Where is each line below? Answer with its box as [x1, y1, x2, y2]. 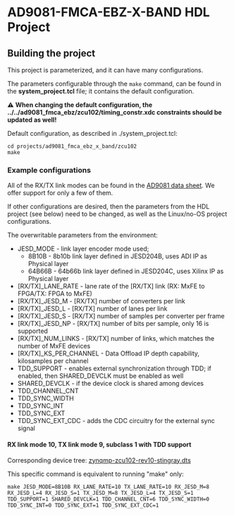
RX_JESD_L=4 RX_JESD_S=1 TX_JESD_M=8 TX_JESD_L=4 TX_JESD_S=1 [7, 489, 194, 496]
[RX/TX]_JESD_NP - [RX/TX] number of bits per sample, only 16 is [17, 320, 209, 328]
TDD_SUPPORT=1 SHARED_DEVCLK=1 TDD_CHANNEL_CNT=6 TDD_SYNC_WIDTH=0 [7, 496, 210, 503]
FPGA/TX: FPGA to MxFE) [17, 289, 93, 298]
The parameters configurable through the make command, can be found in [7, 80, 222, 88]
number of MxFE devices [17, 342, 91, 351]
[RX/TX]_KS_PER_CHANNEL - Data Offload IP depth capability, [17, 349, 199, 358]
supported [17, 327, 48, 335]
